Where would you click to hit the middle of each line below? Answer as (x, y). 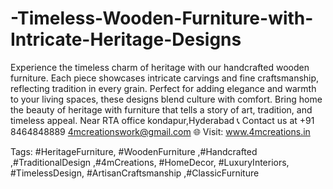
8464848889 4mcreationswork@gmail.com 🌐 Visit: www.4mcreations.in (160, 131)
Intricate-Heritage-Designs (126, 39)
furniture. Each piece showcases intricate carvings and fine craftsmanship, (165, 78)
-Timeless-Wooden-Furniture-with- (162, 18)
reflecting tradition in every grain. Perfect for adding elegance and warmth (163, 88)
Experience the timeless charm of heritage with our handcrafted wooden (160, 67)
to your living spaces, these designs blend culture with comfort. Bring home (166, 99)
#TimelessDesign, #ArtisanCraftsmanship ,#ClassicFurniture (135, 173)
